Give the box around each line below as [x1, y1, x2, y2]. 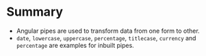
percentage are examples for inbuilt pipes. [16, 41, 134, 49]
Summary [6, 4, 63, 20]
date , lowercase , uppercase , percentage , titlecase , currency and [16, 33, 196, 42]
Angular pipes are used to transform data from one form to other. [16, 27, 200, 35]
